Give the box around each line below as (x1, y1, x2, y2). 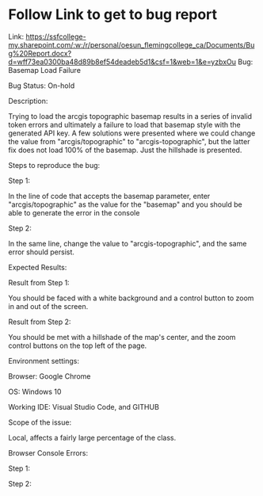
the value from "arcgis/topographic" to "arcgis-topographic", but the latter (8, 136, 250, 146)
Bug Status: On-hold (8, 81, 75, 90)
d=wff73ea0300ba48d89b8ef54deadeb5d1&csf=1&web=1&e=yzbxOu (8, 57, 236, 67)
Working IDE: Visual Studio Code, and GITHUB (8, 402, 160, 411)
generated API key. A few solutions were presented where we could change (8, 128, 256, 138)
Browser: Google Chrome (8, 371, 91, 381)
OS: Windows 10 (8, 387, 62, 396)
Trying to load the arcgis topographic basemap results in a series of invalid (8, 111, 252, 120)
